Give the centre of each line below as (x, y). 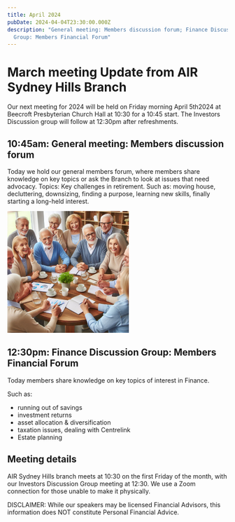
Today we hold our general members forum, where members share (104, 171)
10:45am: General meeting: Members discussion (116, 144)
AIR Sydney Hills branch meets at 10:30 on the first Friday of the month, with (117, 476)
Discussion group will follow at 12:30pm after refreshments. (93, 122)
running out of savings (50, 407)
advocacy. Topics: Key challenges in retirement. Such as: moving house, (111, 186)
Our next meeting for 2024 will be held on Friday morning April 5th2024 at (114, 107)
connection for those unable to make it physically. (79, 491)
